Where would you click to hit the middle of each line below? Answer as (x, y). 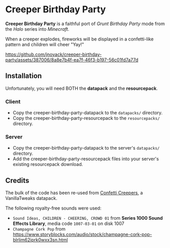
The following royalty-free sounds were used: (53, 208)
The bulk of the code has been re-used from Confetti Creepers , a (74, 193)
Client (13, 101)
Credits (17, 180)
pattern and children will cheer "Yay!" (45, 44)
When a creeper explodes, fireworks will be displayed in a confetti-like (79, 39)
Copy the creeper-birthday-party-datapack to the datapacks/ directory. (88, 113)
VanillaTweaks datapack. (31, 198)
